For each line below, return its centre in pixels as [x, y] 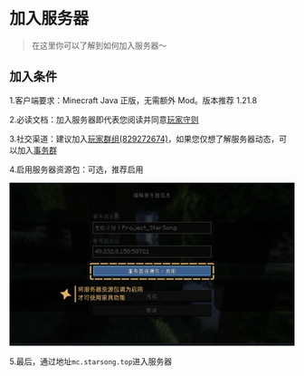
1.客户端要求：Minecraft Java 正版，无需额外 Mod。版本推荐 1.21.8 [133, 100]
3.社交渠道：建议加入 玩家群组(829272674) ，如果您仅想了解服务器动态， [144, 139]
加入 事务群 [37, 149]
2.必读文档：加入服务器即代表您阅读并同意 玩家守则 [104, 120]
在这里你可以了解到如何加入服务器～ [99, 45]
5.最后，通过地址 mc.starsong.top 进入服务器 [91, 361]
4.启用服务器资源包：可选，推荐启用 [76, 169]
